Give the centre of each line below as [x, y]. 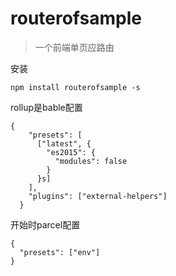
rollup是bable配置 [46, 107]
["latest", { [64, 143]
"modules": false [91, 161]
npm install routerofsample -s [75, 87]
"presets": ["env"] [60, 252]
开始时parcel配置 [45, 224]
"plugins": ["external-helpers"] [98, 196]
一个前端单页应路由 [74, 47]
